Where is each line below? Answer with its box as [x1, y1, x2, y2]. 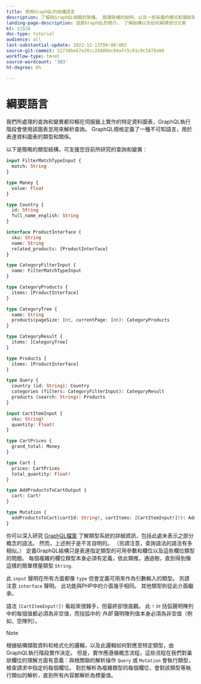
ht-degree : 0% [6, 64, 42, 71]
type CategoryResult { [6, 333, 63, 340]
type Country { [6, 202, 44, 208]
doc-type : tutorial [6, 31, 55, 37]
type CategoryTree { [6, 306, 58, 312]
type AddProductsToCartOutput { [6, 487, 87, 494]
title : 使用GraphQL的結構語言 [6, 8, 75, 15]
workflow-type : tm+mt [6, 53, 60, 59]
